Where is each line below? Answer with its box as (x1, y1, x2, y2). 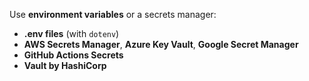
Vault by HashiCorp (23, 60, 107, 71)
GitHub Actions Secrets (23, 49, 124, 61)
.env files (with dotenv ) (23, 28, 120, 39)
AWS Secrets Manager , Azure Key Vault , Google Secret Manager (23, 39, 299, 50)
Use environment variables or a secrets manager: (9, 9, 217, 20)
